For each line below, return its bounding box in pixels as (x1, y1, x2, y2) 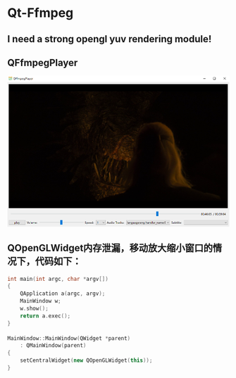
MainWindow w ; (20, 298, 61, 305)
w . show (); (20, 305, 49, 313)
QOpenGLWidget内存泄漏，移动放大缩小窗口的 (7, 242, 213, 254)
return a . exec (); (20, 312, 71, 320)
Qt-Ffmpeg (7, 5, 74, 21)
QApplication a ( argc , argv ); (20, 290, 106, 297)
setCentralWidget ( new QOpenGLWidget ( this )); (20, 357, 153, 364)
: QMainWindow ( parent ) (20, 342, 87, 349)
